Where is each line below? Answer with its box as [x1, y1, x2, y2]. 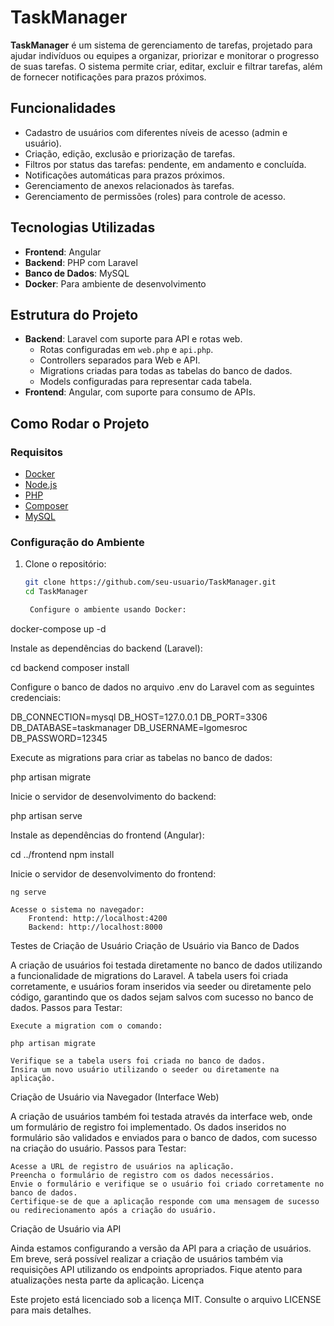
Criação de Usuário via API [10, 1222, 122, 1235]
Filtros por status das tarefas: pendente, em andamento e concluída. [24, 158, 307, 170]
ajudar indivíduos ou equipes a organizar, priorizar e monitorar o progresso [10, 49, 320, 61]
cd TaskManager [24, 587, 89, 597]
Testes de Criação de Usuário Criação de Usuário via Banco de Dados [10, 939, 300, 951]
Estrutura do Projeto [10, 306, 139, 323]
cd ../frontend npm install [10, 848, 115, 860]
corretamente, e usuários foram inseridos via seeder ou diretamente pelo [10, 980, 312, 992]
